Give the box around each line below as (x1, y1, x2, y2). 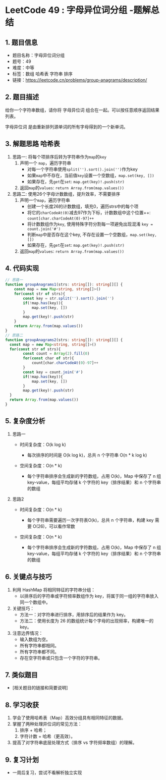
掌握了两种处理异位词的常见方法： (12, 721, 82, 727)
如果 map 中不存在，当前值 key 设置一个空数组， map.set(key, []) (27, 172, 155, 178)
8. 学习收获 (5, 701, 39, 709)
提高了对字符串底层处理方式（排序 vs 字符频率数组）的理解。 (12, 739, 137, 746)
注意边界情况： (12, 630, 43, 636)
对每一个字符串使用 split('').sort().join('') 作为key (27, 166, 138, 172)
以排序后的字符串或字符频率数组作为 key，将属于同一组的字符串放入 (19, 593, 159, 599)
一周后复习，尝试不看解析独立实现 (12, 770, 82, 776)
